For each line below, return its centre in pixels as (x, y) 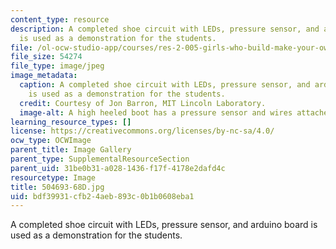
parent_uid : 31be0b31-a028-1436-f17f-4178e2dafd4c (118, 168)
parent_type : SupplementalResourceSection (100, 159)
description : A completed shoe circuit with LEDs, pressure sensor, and (165, 29)
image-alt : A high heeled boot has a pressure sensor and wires (156, 112)
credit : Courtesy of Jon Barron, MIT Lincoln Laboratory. (143, 103)
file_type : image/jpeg (57, 66)
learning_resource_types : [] (71, 122)
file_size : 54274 (46, 57)
